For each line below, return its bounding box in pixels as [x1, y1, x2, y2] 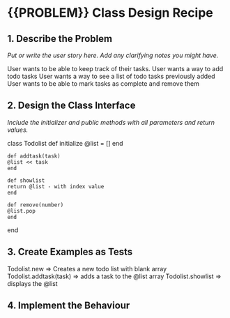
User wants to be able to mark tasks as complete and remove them [7, 79, 200, 88]
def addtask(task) [7, 152, 61, 160]
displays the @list [7, 279, 58, 287]
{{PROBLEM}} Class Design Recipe [7, 5, 214, 21]
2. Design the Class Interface [7, 100, 136, 112]
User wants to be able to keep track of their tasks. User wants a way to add [7, 65, 224, 73]
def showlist [7, 176, 45, 184]
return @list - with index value [7, 183, 105, 190]
